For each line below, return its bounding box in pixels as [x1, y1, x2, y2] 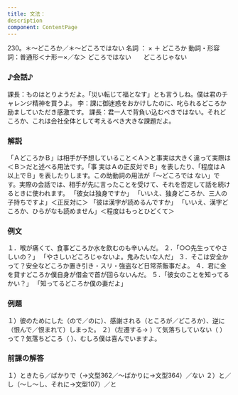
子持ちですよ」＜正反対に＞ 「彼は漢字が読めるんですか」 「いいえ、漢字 [7, 197, 222, 206]
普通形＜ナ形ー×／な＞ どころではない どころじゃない [19, 53, 187, 61]
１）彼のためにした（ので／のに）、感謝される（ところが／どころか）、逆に [7, 316, 225, 325]
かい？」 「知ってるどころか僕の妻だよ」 [7, 279, 127, 288]
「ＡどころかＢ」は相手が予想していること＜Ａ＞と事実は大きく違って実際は [7, 153, 231, 162]
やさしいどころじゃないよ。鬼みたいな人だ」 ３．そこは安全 [45, 253, 222, 261]
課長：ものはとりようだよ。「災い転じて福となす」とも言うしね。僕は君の [7, 90, 222, 98]
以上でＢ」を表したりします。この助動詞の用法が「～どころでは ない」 [7, 171, 215, 180]
